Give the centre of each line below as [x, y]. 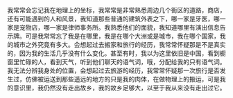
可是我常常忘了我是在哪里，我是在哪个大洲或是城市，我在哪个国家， [122, 36]
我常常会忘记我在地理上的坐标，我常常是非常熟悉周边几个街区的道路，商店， [116, 10]
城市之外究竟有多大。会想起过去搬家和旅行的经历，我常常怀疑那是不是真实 [119, 45]
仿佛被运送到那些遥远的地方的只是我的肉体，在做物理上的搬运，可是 [122, 79]
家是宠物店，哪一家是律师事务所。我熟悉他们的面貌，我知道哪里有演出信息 [113, 27]
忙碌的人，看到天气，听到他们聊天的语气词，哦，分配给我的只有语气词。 [122, 62]
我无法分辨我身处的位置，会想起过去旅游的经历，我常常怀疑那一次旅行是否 [113, 70]
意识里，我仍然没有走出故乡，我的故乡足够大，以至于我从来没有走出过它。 [119, 88]
